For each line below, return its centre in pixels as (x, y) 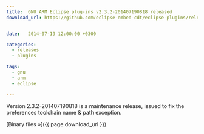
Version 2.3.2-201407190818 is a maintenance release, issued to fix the (95, 106)
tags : (13, 67)
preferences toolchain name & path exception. (64, 112)
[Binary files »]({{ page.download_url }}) (56, 124)
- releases (25, 50)
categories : (21, 45)
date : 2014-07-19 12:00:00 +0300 (51, 34)
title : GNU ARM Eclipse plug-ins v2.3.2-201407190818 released (89, 12)
